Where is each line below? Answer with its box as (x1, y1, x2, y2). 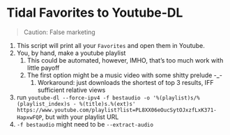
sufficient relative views (37, 86, 106, 94)
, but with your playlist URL (42, 113, 119, 121)
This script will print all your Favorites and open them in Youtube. (16, 41, 205, 49)
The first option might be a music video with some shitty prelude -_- (26, 71, 222, 79)
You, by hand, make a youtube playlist (16, 49, 126, 57)
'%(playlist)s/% (152, 94, 200, 102)
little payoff (26, 63, 60, 72)
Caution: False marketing (23, 28, 95, 36)
